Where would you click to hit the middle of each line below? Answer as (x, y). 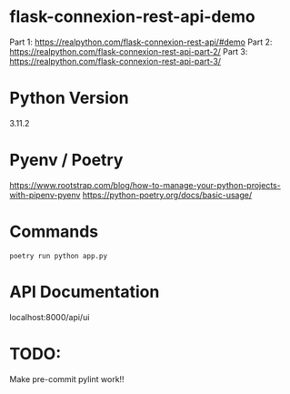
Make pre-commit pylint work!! (67, 379)
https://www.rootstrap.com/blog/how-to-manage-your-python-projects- (145, 185)
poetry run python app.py (58, 256)
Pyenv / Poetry (66, 160)
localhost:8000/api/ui (50, 317)
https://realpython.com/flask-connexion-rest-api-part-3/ (115, 61)
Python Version (69, 98)
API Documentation (85, 292)
